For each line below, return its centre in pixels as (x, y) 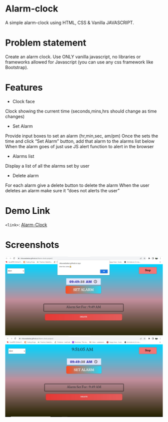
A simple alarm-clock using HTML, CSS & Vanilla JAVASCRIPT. (69, 23)
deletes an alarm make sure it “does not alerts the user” (62, 190)
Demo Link (28, 211)
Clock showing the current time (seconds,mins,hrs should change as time (81, 111)
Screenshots (32, 245)
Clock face (23, 101)
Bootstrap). (17, 67)
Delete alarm (25, 175)
